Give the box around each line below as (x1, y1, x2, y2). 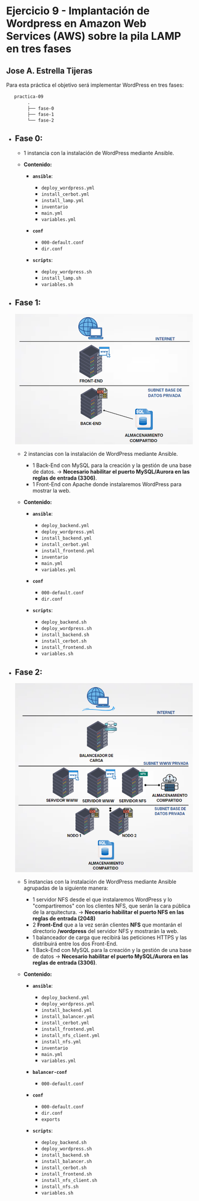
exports (41, 1116, 60, 1123)
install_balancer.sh (41, 1158, 92, 1164)
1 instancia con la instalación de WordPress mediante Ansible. (23, 149, 175, 156)
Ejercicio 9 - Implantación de (6, 4, 150, 18)
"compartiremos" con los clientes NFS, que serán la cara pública (32, 902, 191, 909)
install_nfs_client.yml (41, 1032, 100, 1038)
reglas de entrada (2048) (32, 915, 96, 922)
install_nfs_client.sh (41, 1177, 98, 1183)
